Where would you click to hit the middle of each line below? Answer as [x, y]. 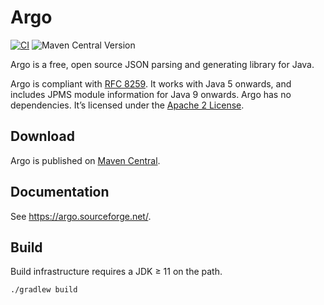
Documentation [60, 192]
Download [42, 136]
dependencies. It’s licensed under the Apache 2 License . [127, 105]
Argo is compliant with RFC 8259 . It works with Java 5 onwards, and [151, 83]
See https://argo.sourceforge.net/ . [81, 216]
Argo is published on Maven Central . [85, 160]
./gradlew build [44, 290]
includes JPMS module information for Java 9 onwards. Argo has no [151, 94]
